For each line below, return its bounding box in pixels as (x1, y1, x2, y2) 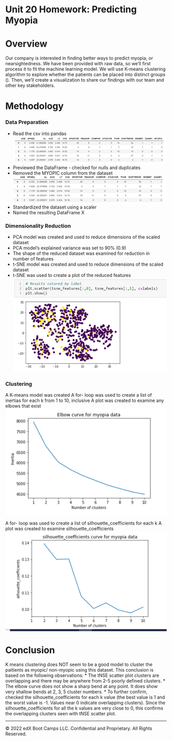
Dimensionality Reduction (5, 223, 71, 230)
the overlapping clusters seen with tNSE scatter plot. (5, 711, 116, 717)
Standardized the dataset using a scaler (12, 204, 97, 210)
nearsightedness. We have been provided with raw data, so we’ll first (5, 61, 151, 67)
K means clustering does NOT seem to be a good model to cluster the (5, 661, 153, 668)
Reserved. (5, 731, 27, 737)
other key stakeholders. (5, 82, 55, 88)
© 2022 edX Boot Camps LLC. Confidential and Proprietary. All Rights (5, 726, 153, 732)
